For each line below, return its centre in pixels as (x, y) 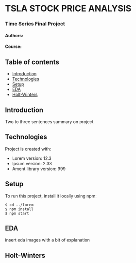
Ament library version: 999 (39, 169)
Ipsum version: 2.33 (32, 163)
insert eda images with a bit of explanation (47, 240)
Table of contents (32, 62)
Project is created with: (28, 149)
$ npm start (17, 213)
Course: (13, 46)
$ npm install (19, 209)
